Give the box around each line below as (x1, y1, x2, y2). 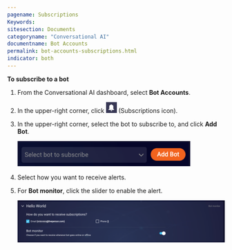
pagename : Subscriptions (7, 11, 79, 18)
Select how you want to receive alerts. (17, 173, 126, 181)
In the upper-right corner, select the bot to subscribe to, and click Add (17, 120, 217, 128)
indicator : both (7, 55, 54, 62)
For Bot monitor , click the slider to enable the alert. (17, 186, 163, 195)
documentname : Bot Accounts (7, 40, 88, 48)
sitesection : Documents (7, 26, 76, 33)
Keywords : (7, 18, 36, 26)
